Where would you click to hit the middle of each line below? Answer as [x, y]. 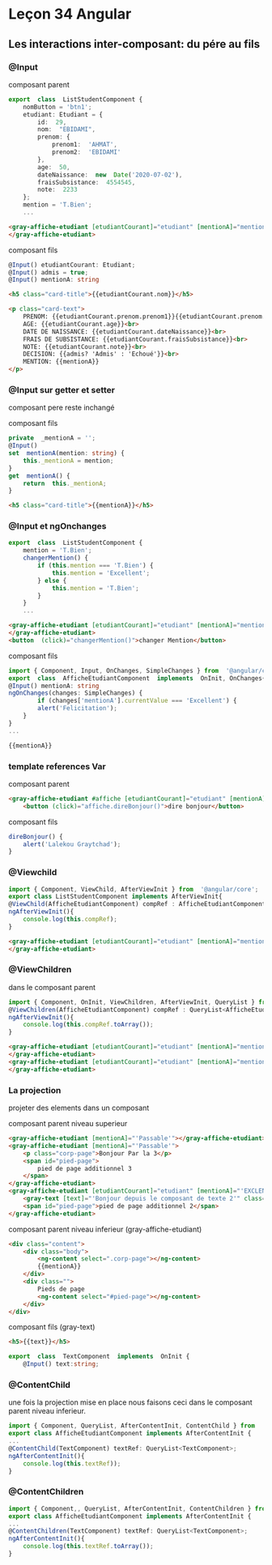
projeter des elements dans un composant [79, 1108]
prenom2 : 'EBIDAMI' [86, 152]
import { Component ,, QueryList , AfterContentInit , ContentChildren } [130, 1508]
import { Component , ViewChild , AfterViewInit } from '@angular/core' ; [134, 889]
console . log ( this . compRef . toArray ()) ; [88, 1025]
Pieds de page [61, 1289]
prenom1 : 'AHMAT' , [84, 145]
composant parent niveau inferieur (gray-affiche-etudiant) [105, 1229]
